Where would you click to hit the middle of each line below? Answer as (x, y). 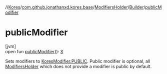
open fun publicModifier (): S (34, 51)
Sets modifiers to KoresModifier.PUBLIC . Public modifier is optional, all (78, 61)
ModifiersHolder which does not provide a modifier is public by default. (78, 66)
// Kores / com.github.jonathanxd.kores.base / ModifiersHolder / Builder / (75, 7)
